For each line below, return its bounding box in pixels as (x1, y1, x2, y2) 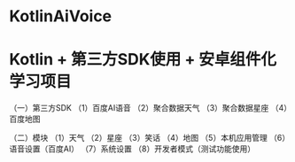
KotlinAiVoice (9, 6, 113, 27)
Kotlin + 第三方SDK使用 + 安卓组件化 (9, 50, 277, 70)
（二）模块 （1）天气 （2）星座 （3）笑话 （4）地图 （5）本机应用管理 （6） (9, 133, 286, 143)
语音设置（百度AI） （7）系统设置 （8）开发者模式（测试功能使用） (9, 143, 255, 154)
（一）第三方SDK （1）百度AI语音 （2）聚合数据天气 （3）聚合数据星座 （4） (9, 103, 288, 113)
